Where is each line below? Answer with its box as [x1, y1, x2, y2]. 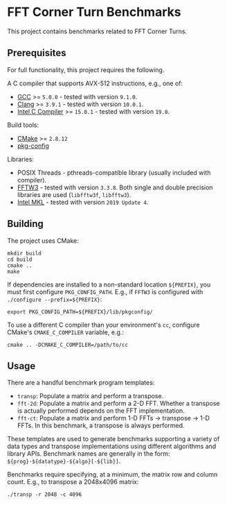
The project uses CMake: [7, 237, 79, 245]
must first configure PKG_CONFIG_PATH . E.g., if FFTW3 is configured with [7, 287, 203, 296]
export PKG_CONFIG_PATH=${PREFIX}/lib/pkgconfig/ [7, 308, 154, 316]
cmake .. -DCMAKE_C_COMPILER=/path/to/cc [7, 341, 129, 348]
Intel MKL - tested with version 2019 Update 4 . [17, 198, 149, 206]
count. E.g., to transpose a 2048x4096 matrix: [7, 478, 140, 486]
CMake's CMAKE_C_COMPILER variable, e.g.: [7, 327, 125, 336]
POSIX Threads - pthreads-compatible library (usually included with [17, 168, 211, 177]
